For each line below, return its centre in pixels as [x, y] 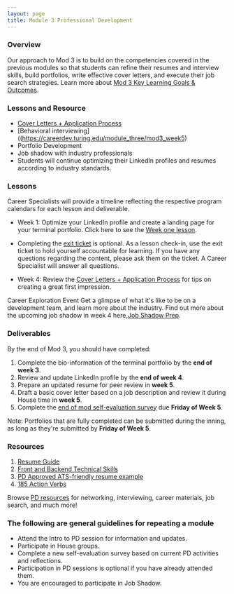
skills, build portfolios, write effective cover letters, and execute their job [111, 75]
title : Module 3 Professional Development [70, 20]
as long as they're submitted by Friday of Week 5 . [79, 428]
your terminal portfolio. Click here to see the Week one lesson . [107, 230]
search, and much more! [43, 505]
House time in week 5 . [50, 400]
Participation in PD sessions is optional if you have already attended [115, 568]
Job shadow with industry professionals [75, 153]
